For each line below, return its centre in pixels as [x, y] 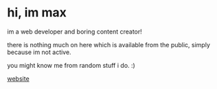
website [18, 78]
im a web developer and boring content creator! [75, 31]
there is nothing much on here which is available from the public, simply [109, 44]
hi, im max [37, 13]
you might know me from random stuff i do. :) [71, 65]
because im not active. [39, 52]
